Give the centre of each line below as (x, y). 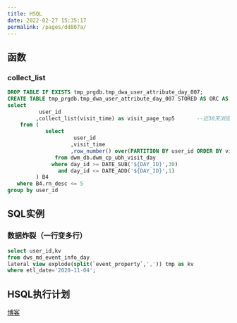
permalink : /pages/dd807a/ (47, 27)
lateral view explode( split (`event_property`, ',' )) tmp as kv (101, 264)
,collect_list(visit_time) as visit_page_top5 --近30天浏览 (133, 118)
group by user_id (33, 191)
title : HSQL (25, 14)
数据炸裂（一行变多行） (47, 236)
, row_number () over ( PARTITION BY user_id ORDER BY (146, 151)
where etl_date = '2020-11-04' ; (52, 271)
